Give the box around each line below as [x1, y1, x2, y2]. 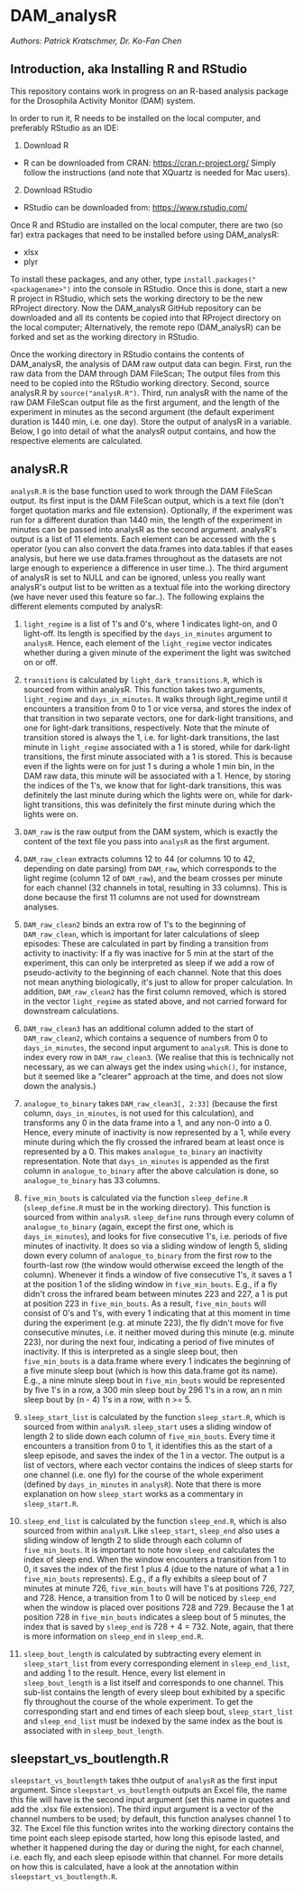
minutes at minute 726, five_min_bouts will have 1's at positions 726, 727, [23, 1583, 295, 1594]
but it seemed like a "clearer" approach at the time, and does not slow [23, 1070, 283, 1081]
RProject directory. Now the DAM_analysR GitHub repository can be [10, 302, 262, 313]
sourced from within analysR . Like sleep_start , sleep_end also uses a [23, 1525, 280, 1536]
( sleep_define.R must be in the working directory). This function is [23, 1201, 271, 1212]
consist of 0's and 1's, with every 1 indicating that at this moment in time [23, 1307, 291, 1318]
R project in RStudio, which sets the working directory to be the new [10, 293, 263, 304]
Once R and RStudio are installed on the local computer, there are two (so [10, 219, 283, 230]
